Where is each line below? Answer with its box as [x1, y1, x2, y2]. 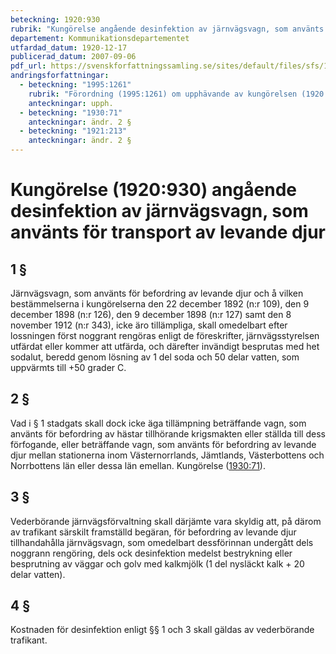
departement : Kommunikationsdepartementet [10, 33, 190, 43]
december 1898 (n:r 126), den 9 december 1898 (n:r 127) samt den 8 [10, 309, 292, 320]
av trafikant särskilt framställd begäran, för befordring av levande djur [10, 526, 297, 538]
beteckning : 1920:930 [10, 14, 101, 25]
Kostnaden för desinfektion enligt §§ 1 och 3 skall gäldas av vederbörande [10, 624, 315, 636]
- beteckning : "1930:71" [19, 107, 123, 118]
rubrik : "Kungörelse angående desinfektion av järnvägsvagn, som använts [10, 24, 325, 34]
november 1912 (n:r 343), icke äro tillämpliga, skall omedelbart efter [10, 319, 288, 331]
